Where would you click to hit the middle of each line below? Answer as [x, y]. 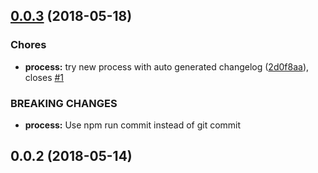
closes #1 [44, 77]
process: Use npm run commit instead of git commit [133, 125]
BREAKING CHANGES [64, 103]
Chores [28, 45]
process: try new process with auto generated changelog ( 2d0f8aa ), [167, 66]
